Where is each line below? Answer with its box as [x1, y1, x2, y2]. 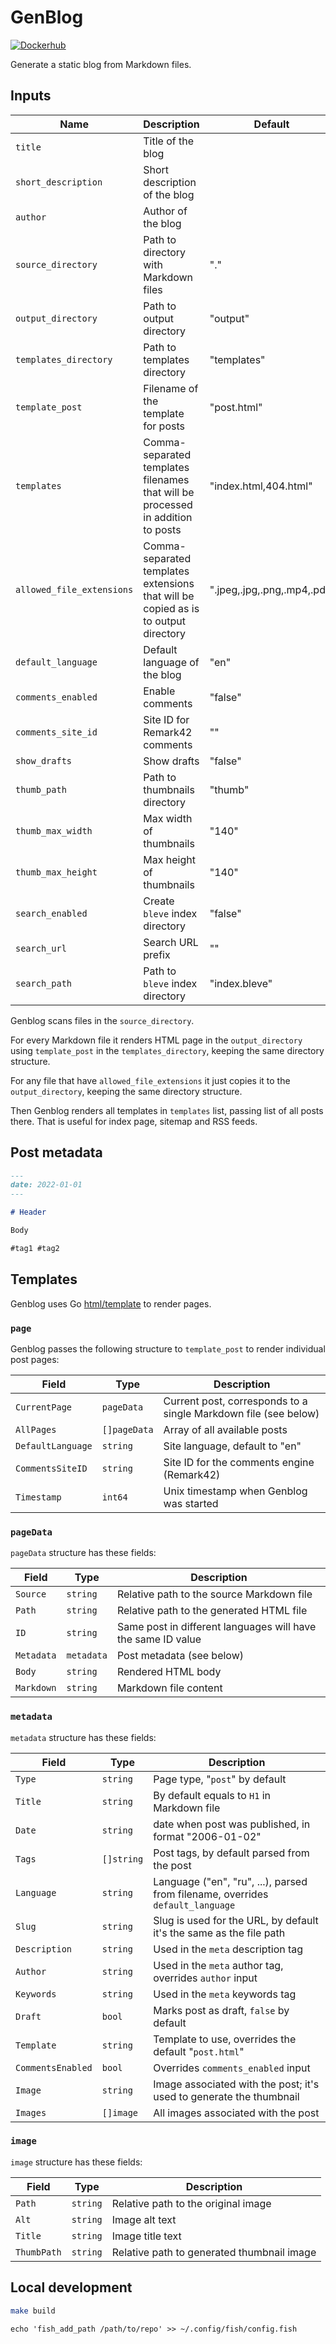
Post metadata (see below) [116, 1649, 244, 1663]
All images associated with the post [153, 2106, 320, 2120]
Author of [143, 204, 188, 218]
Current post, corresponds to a [163, 1394, 308, 1408]
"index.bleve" [209, 976, 273, 990]
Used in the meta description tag [153, 1942, 304, 1956]
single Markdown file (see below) [163, 1406, 320, 1420]
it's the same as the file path [153, 1926, 286, 1940]
